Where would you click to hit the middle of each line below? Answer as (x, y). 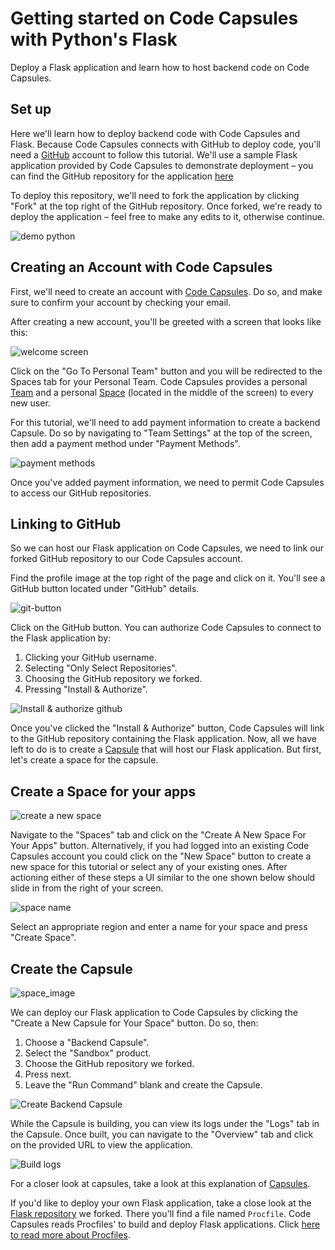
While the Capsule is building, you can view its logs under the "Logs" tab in (165, 1123)
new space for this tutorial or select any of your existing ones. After (149, 867)
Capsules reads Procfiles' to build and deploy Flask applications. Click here (165, 1224)
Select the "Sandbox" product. (88, 1053)
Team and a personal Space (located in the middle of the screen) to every (162, 392)
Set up (31, 109)
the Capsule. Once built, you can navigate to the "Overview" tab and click (162, 1134)
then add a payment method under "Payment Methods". (125, 443)
